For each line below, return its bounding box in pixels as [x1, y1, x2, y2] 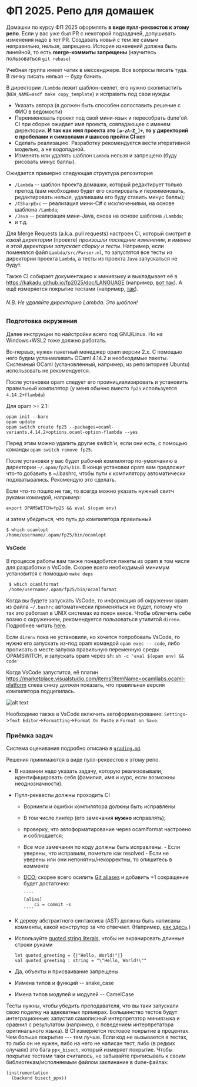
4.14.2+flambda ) [6, 391, 45, 398]
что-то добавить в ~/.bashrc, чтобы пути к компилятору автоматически [6, 470, 186, 477]
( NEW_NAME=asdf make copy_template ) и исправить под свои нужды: [6, 90, 171, 97]
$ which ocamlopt [6, 526, 49, 533]
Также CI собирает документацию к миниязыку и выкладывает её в [6, 272, 178, 279]
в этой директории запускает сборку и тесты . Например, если [6, 242, 165, 249]
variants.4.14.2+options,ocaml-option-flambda [6, 429, 122, 435]
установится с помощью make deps [6, 570, 94, 577]
